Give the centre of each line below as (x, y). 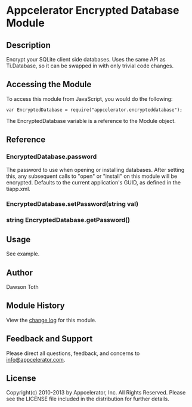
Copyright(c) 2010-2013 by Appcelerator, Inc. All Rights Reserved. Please (96, 393)
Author (19, 272)
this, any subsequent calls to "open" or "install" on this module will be (92, 176)
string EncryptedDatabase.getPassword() (68, 220)
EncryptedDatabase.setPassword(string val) (72, 204)
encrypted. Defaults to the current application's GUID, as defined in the (93, 182)
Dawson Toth (22, 286)
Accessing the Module (49, 84)
